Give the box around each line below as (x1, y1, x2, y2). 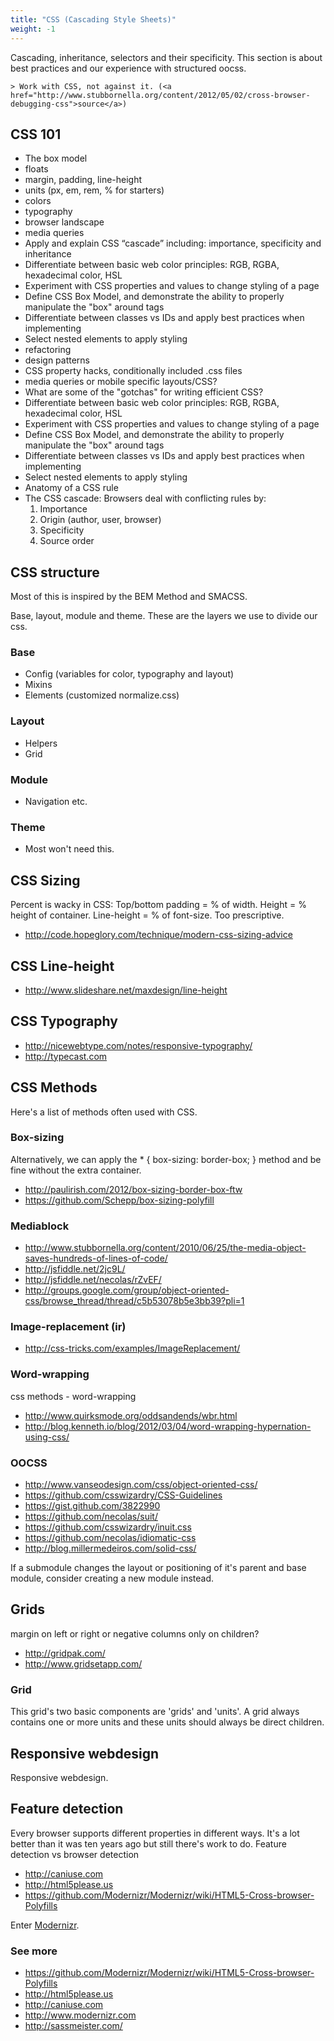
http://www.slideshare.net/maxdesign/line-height (24, 984, 228, 996)
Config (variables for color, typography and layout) (24, 668, 235, 680)
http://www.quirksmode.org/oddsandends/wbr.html (24, 1409, 238, 1421)
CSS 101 (10, 126, 62, 143)
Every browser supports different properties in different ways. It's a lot (10, 1827, 300, 1839)
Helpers (24, 737, 58, 749)
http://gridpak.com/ (24, 1647, 106, 1659)
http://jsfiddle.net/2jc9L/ (24, 1263, 126, 1275)
